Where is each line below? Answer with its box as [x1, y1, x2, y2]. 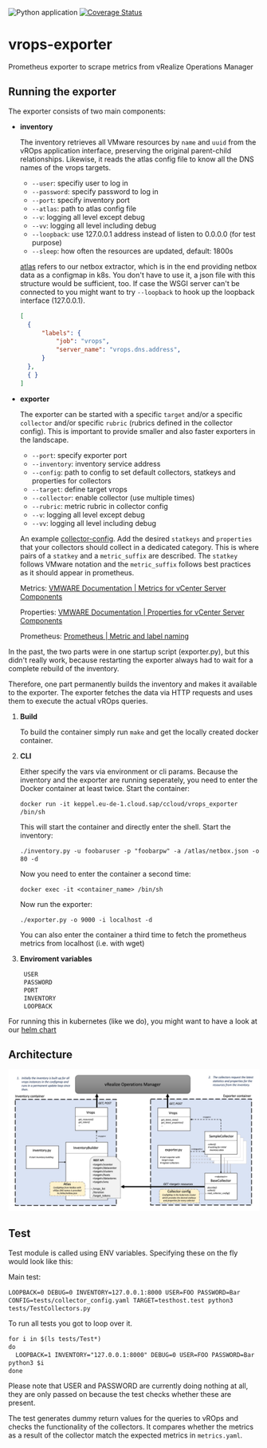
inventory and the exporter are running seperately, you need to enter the [19, 775, 258, 785]
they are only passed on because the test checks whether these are [8, 1389, 232, 1398]
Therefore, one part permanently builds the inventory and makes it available [8, 679, 257, 689]
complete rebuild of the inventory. [8, 663, 120, 673]
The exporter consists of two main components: [8, 106, 166, 116]
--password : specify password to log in [31, 186, 159, 196]
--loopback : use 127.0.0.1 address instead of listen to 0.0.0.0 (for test [31, 229, 256, 239]
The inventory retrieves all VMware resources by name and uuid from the [19, 137, 257, 147]
